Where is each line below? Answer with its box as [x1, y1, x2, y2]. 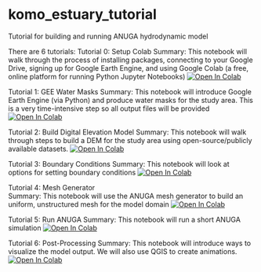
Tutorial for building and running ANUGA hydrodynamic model [8, 31, 208, 41]
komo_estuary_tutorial [8, 6, 157, 24]
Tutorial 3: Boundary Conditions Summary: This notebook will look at [8, 159, 230, 168]
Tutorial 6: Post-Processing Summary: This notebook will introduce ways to [8, 238, 252, 248]
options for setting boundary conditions [8, 167, 136, 177]
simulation [8, 222, 42, 233]
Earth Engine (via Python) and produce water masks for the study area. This [8, 95, 253, 105]
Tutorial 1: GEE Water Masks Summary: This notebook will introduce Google [8, 86, 252, 96]
